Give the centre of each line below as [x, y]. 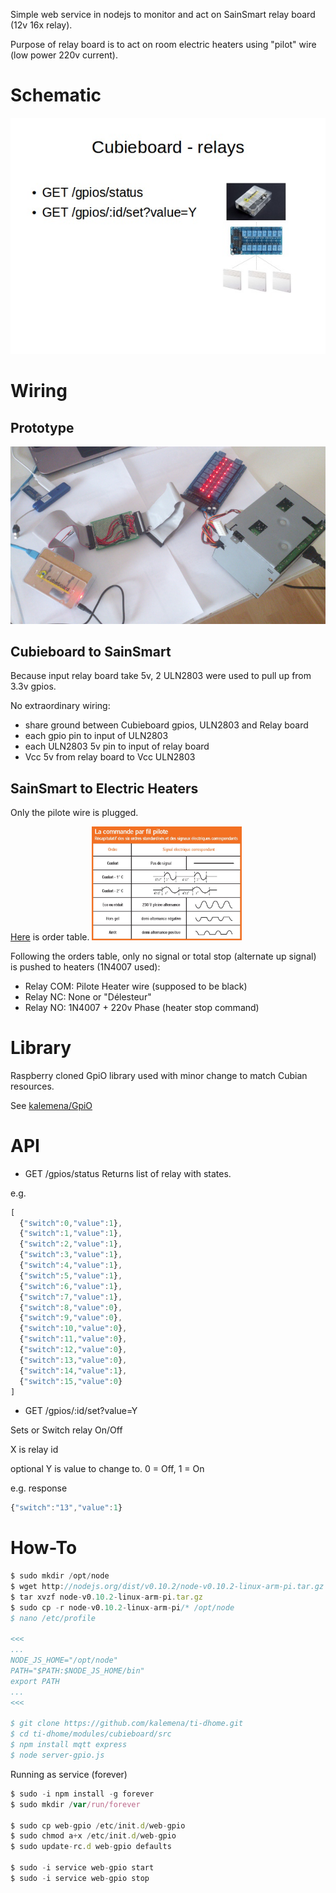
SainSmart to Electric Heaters [104, 788]
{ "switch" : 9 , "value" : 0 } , [71, 1318]
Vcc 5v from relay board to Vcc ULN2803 [110, 757]
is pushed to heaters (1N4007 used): [85, 966]
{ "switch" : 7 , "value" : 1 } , [71, 1297]
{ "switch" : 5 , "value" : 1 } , [71, 1275]
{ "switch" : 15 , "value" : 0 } [71, 1381]
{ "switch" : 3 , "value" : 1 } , [71, 1255]
